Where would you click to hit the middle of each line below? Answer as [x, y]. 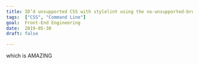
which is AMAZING [29, 56]
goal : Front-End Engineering [44, 23]
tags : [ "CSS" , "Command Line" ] [46, 17]
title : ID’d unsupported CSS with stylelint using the [75, 12]
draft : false [22, 34]
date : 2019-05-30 [29, 28]
